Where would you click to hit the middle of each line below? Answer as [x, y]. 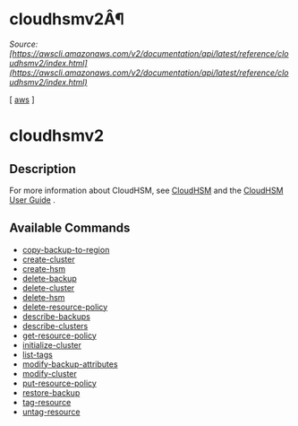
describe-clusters [55, 326]
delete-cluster [48, 288]
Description [43, 169]
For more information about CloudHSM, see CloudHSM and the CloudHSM [146, 190]
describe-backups [56, 316]
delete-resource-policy [65, 307]
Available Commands [70, 228]
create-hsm [43, 268]
